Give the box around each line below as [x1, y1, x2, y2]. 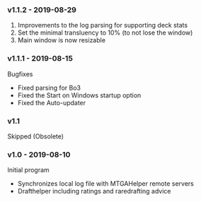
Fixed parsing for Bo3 [17, 83, 81, 92]
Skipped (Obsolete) [7, 132, 64, 141]
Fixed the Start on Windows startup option [17, 90, 142, 100]
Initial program [7, 166, 50, 174]
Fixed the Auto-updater [17, 98, 86, 107]
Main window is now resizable [17, 36, 106, 44]
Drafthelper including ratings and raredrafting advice [17, 187, 171, 196]
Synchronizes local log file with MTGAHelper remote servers [17, 179, 195, 188]
